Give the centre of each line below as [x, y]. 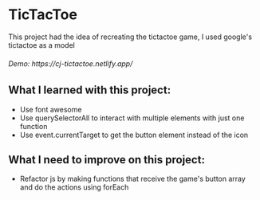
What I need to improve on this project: [107, 160]
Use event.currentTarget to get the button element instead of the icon [134, 135]
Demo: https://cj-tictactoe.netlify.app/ [71, 63]
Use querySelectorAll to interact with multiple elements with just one [132, 118]
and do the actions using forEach [74, 187]
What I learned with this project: [90, 90]
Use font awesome [51, 109]
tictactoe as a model [42, 45]
